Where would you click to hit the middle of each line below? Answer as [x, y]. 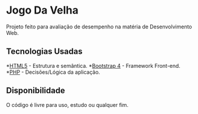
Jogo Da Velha [42, 10]
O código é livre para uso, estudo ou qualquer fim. [67, 105]
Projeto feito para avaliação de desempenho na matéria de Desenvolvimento [99, 27]
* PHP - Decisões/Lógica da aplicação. [53, 72]
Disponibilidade [35, 91]
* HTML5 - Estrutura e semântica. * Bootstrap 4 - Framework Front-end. [93, 66]
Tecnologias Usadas [44, 52]
